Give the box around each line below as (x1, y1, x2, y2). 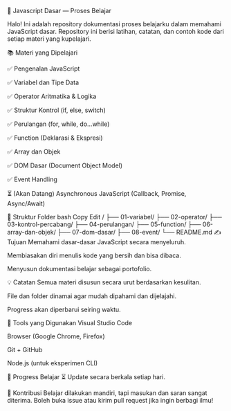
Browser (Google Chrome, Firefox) (7, 332, 105, 340)
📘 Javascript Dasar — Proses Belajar (7, 7, 112, 15)
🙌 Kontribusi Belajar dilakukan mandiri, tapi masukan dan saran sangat (7, 389, 207, 397)
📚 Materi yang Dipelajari (7, 48, 78, 57)
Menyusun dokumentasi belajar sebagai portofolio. (7, 265, 152, 273)
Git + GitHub (7, 346, 43, 354)
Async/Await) (7, 199, 45, 208)
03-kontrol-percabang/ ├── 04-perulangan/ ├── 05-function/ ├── (7, 220, 201, 228)
